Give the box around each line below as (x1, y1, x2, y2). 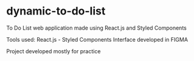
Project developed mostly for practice (6, 47, 101, 55)
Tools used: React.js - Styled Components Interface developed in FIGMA (6, 36, 189, 43)
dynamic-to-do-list (6, 4, 106, 18)
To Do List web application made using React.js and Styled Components (6, 24, 187, 31)
